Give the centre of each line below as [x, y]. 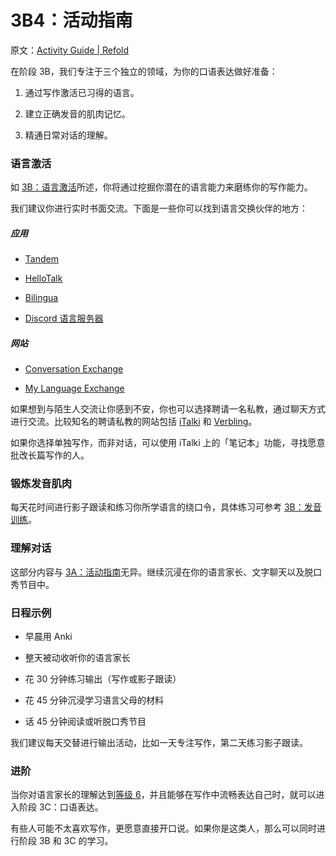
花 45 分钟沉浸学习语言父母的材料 [94, 700]
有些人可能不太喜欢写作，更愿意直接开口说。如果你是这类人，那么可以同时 [163, 828]
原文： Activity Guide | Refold [70, 50]
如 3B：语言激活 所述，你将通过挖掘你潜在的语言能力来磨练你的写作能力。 [161, 187]
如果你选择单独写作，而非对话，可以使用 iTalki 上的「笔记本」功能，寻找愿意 [168, 443]
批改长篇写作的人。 [50, 455]
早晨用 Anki [48, 637]
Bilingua [41, 298]
